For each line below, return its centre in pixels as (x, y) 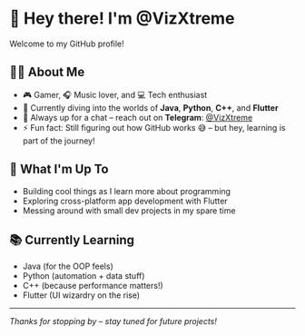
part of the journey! (59, 141)
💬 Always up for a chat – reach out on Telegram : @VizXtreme (138, 117)
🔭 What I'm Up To (59, 169)
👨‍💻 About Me (47, 72)
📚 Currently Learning (72, 240)
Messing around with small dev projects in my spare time (129, 210)
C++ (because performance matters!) (93, 286)
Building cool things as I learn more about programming (127, 191)
